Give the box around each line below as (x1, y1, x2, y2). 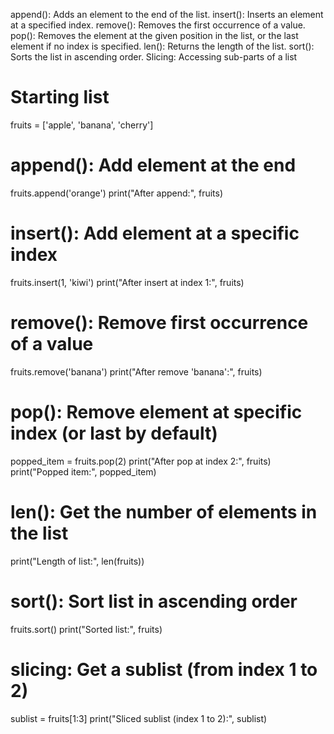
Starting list (10, 86, 110, 109)
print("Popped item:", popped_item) (10, 465, 157, 478)
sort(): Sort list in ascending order (10, 590, 298, 613)
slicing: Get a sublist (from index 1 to (10, 658, 318, 681)
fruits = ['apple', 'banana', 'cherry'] (10, 119, 154, 131)
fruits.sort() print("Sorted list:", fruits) (10, 623, 163, 635)
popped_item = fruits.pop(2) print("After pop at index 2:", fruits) (10, 455, 272, 467)
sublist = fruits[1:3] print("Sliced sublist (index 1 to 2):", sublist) (10, 712, 268, 724)
